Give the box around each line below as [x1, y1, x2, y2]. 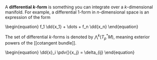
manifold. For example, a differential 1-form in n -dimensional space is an [5, 9, 149, 15]
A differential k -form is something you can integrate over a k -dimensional [5, 4, 153, 10]
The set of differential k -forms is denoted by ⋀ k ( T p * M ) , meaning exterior [5, 33, 150, 41]
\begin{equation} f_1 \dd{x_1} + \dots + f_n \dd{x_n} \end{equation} [5, 24, 139, 30]
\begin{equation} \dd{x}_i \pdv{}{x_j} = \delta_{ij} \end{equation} [5, 49, 135, 55]
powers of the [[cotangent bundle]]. [5, 40, 77, 46]
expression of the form [5, 15, 51, 20]
